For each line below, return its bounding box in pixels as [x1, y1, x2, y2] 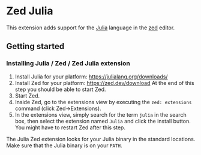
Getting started [6, 41, 65, 51]
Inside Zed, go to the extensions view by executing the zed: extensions [14, 98, 192, 105]
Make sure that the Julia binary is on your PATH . [6, 142, 122, 149]
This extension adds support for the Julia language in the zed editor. [6, 24, 175, 31]
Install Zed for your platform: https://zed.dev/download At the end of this [14, 79, 194, 86]
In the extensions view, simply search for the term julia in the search [14, 111, 187, 118]
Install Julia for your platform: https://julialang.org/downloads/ [14, 73, 168, 80]
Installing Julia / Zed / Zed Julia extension [6, 59, 130, 68]
